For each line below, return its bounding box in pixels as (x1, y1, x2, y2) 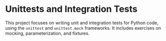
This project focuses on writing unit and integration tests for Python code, (5, 20, 159, 26)
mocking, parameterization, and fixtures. (5, 30, 90, 36)
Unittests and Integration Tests (5, 3, 138, 15)
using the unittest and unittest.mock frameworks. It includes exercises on (5, 25, 161, 31)
